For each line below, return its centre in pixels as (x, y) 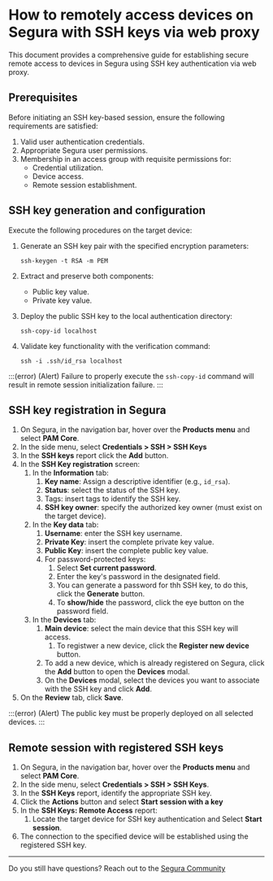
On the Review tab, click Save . (72, 698)
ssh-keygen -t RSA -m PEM (64, 261)
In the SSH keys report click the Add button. (94, 456)
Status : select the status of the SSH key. (112, 491)
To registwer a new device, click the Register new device (153, 646)
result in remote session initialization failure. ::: (86, 385)
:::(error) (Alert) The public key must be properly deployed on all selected (131, 713)
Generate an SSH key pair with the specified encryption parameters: (134, 246)
